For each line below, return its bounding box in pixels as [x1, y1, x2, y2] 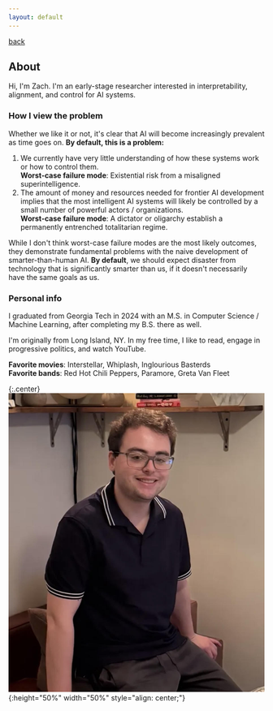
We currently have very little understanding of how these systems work [19, 153, 260, 162]
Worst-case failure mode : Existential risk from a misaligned [19, 170, 221, 180]
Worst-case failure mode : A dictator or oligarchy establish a [19, 213, 223, 223]
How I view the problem [8, 110, 103, 122]
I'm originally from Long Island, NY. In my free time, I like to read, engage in [8, 335, 261, 345]
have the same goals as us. [8, 272, 100, 282]
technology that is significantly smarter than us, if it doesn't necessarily [8, 264, 248, 274]
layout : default [8, 13, 63, 21]
